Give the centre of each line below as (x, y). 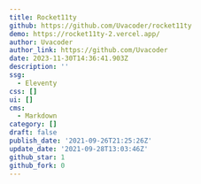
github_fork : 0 (37, 165)
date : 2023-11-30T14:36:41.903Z (69, 58)
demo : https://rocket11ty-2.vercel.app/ (85, 34)
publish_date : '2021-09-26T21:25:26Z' (81, 141)
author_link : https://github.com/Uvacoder (89, 50)
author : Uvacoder (41, 42)
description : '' (39, 67)
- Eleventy (37, 83)
